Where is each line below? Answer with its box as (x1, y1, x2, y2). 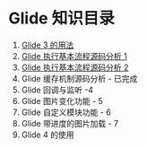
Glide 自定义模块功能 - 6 (21, 107, 111, 118)
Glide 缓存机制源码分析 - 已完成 (21, 73, 138, 83)
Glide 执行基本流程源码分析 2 (21, 62, 129, 73)
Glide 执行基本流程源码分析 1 (21, 50, 127, 61)
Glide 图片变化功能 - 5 (21, 95, 104, 106)
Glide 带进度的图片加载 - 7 (21, 118, 118, 128)
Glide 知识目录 (8, 8, 116, 29)
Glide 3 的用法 (21, 39, 74, 50)
